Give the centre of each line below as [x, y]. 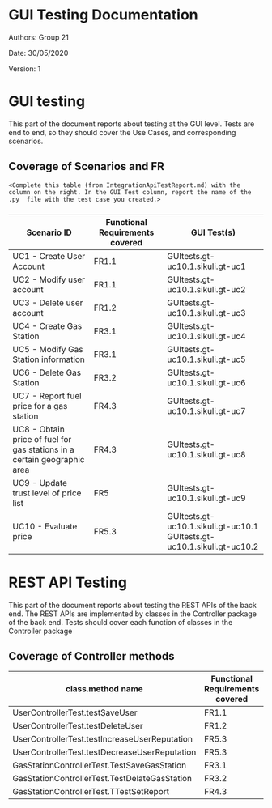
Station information [49, 359]
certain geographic [49, 459]
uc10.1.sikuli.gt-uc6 [206, 382]
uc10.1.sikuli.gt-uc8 [206, 454]
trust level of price [47, 493]
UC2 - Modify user [49, 279]
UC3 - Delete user [48, 303]
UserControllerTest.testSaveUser [75, 712]
